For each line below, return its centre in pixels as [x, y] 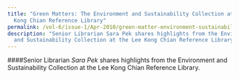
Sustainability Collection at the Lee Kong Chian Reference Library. [104, 68]
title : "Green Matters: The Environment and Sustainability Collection [116, 14]
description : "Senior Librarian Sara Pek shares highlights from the [113, 34]
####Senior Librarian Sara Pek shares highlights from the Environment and [117, 60]
